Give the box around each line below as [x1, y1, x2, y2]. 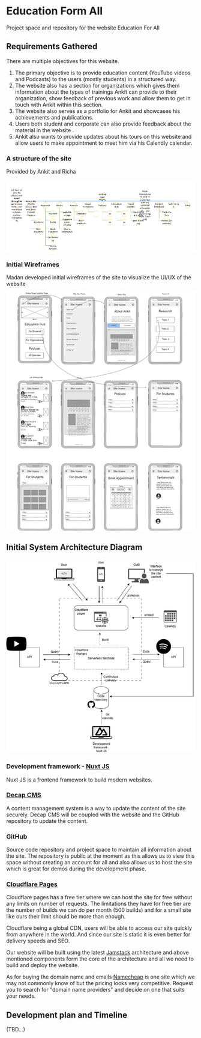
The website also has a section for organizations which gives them [14, 82, 180, 89]
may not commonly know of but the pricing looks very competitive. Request [6, 980, 193, 987]
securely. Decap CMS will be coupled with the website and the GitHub [6, 811, 179, 818]
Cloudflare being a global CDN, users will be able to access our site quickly [6, 924, 192, 932]
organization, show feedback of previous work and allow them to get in [14, 94, 191, 102]
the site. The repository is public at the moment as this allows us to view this [6, 852, 195, 860]
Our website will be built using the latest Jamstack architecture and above [6, 949, 189, 956]
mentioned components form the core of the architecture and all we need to [6, 955, 194, 962]
